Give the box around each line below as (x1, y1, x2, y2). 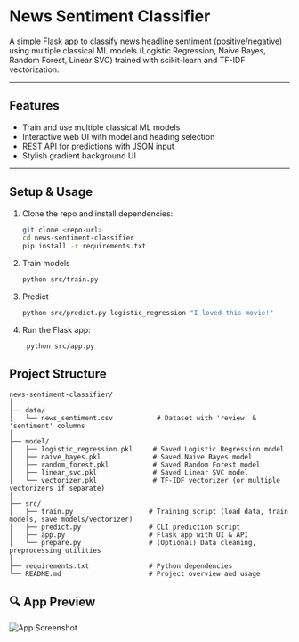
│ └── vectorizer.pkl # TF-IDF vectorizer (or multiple (9, 475, 280, 484)
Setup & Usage (9, 184, 93, 199)
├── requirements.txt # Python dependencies (9, 561, 233, 571)
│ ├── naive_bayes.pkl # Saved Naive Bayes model (9, 452, 253, 461)
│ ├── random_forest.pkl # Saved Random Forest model (9, 460, 261, 469)
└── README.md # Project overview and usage (9, 569, 261, 578)
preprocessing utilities (9, 546, 101, 555)
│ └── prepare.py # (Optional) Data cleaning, (9, 538, 256, 547)
